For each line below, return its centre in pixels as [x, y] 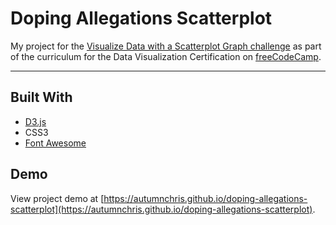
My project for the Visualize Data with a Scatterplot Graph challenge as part [166, 46]
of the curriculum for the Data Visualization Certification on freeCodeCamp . [166, 56]
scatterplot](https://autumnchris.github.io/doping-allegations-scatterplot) [161, 209]
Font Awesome [55, 143]
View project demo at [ [57, 198]
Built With [41, 97]
